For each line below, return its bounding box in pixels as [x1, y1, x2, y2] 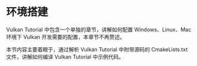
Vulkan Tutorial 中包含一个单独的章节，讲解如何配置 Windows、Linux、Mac [6, 26, 192, 33]
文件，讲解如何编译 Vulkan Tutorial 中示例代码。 [6, 53, 124, 60]
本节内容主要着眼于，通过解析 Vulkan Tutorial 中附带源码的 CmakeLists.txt [6, 45, 188, 53]
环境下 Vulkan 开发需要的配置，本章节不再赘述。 [6, 33, 126, 40]
